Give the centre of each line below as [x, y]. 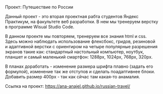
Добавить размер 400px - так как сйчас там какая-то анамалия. [72, 77]
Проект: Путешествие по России [39, 7]
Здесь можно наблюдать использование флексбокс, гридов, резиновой [80, 41]
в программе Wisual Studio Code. [40, 27]
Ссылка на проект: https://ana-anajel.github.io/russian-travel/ [68, 86]
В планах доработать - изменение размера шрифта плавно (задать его [79, 66]
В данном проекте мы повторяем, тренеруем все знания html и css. [76, 36]
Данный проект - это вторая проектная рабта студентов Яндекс [72, 16]
